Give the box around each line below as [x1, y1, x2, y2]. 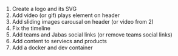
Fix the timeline [12, 24, 50, 32]
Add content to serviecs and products [12, 38, 108, 44]
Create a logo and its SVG [12, 5, 77, 12]
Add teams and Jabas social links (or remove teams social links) [12, 31, 173, 38]
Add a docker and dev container [12, 44, 93, 51]
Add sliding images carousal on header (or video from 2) [12, 18, 154, 25]
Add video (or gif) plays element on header [12, 12, 120, 19]
